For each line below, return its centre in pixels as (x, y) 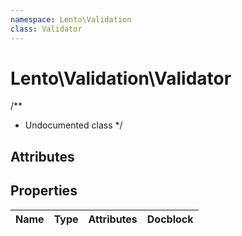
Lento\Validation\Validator (121, 78)
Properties (44, 191)
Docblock (170, 219)
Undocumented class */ (73, 125)
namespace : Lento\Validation (71, 19)
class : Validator (46, 29)
